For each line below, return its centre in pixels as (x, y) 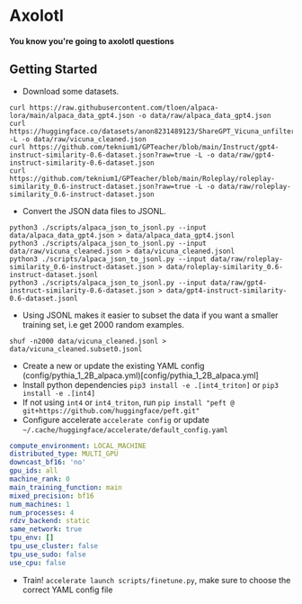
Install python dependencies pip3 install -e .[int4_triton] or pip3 (150, 384)
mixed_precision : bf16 (52, 496)
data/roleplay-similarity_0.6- (224, 266)
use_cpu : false (38, 563)
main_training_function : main (66, 487)
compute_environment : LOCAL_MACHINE (78, 446)
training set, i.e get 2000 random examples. (103, 324)
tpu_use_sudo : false (48, 554)
